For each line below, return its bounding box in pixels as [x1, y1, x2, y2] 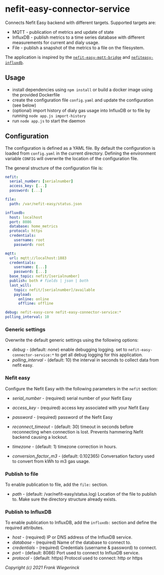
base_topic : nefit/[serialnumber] [9, 274, 80, 279]
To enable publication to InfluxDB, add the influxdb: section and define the [5, 520, 157, 526]
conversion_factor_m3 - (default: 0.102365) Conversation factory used [12, 453, 155, 459]
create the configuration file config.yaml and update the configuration [12, 97, 154, 103]
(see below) [12, 102, 37, 108]
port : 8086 [9, 219, 32, 224]
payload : [14, 292, 32, 297]
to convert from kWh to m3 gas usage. [12, 458, 91, 464]
